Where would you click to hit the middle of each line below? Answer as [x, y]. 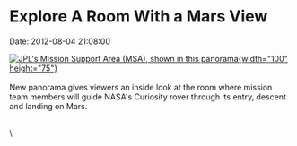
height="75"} [34, 68]
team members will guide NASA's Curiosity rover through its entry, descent [148, 97]
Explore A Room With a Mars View [139, 17]
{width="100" [263, 58]
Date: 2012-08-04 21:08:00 [60, 41]
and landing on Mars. [48, 106]
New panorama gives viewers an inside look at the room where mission [141, 87]
